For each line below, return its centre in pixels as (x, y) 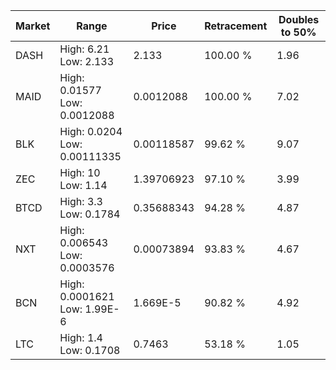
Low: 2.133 (87, 61)
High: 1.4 (81, 337)
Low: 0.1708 (90, 350)
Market (33, 26)
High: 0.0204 (91, 131)
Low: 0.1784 (90, 214)
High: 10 (80, 172)
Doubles (299, 19)
